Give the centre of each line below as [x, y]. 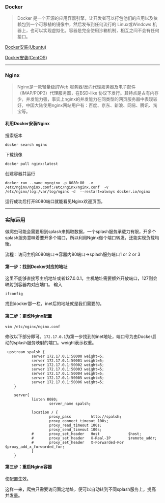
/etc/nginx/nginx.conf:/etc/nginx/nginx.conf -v [57, 187]
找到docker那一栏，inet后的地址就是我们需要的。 [55, 303]
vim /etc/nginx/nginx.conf [33, 327]
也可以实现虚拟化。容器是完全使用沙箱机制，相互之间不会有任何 [95, 31]
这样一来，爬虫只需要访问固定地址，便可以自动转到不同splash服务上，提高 [81, 489]
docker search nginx [26, 145]
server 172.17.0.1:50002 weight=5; [68, 365]
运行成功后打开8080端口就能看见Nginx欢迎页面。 [55, 201]
